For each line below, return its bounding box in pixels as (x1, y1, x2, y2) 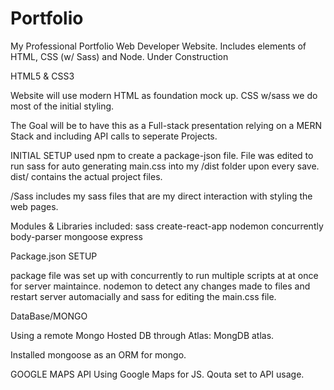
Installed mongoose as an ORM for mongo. (10, 348, 187, 361)
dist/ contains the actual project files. (10, 170, 163, 182)
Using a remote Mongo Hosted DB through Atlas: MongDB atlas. (10, 329, 275, 341)
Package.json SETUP (10, 250, 98, 262)
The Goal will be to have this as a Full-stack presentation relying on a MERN (10, 119, 323, 131)
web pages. (10, 200, 59, 212)
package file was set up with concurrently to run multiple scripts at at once (10, 269, 319, 281)
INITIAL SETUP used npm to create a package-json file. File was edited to (10, 149, 314, 161)
